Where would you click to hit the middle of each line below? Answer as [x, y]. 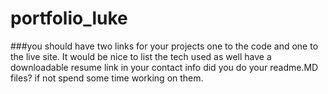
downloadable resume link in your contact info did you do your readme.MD [164, 67]
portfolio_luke [69, 18]
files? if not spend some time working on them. [107, 78]
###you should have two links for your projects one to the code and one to [164, 46]
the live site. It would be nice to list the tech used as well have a [141, 56]
